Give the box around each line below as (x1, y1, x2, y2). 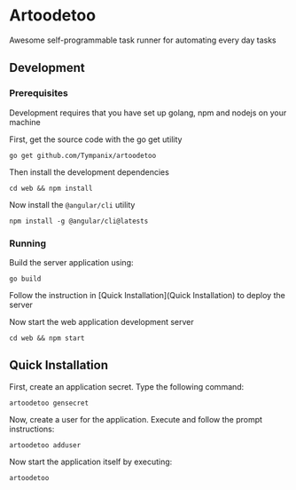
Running (9, 237, 47, 249)
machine (9, 116, 42, 127)
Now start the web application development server (9, 316, 195, 327)
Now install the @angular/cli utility (9, 199, 136, 209)
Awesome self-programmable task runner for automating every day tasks (9, 35, 277, 45)
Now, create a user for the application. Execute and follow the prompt (9, 414, 263, 424)
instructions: (9, 423, 55, 434)
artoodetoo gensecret (9, 399, 90, 407)
